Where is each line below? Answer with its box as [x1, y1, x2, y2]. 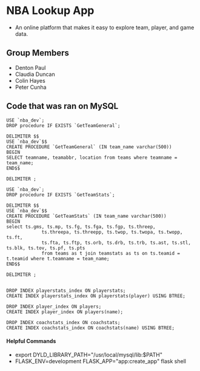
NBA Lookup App [6, 4, 95, 18]
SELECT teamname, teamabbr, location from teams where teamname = [6, 154, 178, 161]
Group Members [6, 48, 70, 58]
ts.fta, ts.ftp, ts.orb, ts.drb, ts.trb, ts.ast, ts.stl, [41, 240, 191, 246]
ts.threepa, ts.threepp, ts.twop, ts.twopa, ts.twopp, [41, 229, 183, 235]
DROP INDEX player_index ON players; [6, 303, 102, 310]
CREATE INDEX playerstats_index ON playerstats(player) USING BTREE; [6, 293, 186, 299]
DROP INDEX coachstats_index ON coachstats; [6, 319, 121, 325]
